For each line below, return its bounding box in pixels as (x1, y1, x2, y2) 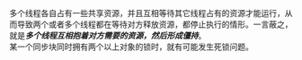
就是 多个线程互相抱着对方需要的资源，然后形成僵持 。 (9, 30, 207, 40)
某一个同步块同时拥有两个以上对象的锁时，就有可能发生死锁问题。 (9, 41, 253, 52)
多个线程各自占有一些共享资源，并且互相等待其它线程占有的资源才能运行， (9, 8, 285, 18)
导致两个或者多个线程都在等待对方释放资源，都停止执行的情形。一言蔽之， (16, 19, 293, 30)
